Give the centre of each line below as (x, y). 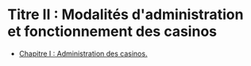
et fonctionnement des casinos (112, 31)
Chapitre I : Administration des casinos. (83, 53)
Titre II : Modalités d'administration (125, 15)
